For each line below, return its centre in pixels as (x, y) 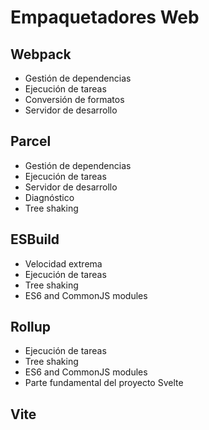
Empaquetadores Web (105, 17)
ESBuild (35, 239)
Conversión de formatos (74, 99)
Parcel (31, 141)
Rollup (31, 327)
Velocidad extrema (63, 263)
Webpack (41, 54)
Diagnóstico (49, 197)
